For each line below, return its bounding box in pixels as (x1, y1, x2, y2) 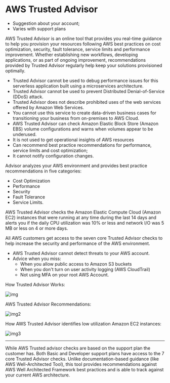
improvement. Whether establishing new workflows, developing (5, 52, 138, 58)
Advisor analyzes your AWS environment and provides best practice (5, 162, 148, 168)
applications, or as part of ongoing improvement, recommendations (5, 57, 146, 63)
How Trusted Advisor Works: (5, 281, 65, 287)
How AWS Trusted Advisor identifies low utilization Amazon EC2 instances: (5, 320, 162, 327)
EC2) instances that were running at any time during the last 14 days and (5, 214, 157, 221)
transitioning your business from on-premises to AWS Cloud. (12, 115, 140, 121)
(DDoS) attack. (12, 94, 44, 100)
